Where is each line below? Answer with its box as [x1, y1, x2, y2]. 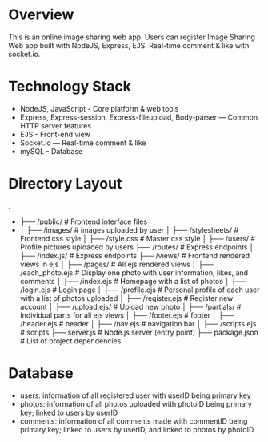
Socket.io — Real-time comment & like [19, 138, 146, 148]
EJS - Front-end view [19, 129, 90, 139]
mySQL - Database [19, 146, 83, 156]
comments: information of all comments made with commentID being [19, 416, 248, 426]
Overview [8, 6, 74, 24]
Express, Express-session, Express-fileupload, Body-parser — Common [19, 112, 258, 122]
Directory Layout [8, 175, 122, 193]
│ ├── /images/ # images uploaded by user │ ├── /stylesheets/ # [19, 225, 239, 234]
